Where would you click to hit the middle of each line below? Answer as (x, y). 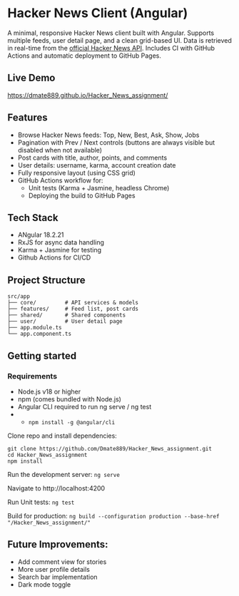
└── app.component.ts (40, 334)
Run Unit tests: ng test (41, 502)
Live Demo (31, 78)
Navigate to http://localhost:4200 (56, 488)
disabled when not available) (60, 150)
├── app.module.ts (35, 328)
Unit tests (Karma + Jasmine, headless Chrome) (99, 187)
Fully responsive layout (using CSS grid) (76, 173)
